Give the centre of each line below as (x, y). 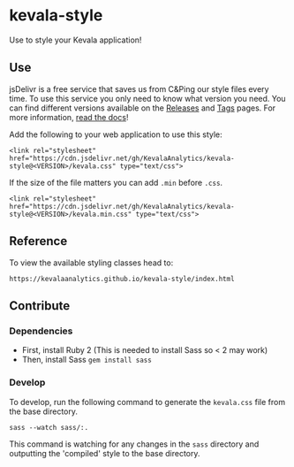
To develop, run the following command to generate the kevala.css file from (147, 402)
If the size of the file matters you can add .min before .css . (116, 182)
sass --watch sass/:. (49, 427)
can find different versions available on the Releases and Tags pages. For (143, 108)
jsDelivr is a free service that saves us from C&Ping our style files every (139, 88)
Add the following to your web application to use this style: (116, 134)
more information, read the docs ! (69, 117)
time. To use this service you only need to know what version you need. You (147, 98)
